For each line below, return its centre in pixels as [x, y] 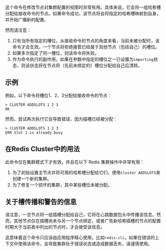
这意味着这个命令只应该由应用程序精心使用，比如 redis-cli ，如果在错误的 [80, 238]
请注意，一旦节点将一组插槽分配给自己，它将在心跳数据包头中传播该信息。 [81, 215]
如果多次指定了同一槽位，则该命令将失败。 [56, 53]
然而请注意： [18, 30]
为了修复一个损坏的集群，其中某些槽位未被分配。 [62, 185]
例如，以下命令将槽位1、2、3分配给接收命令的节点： [59, 95]
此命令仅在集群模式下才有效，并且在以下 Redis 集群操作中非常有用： [75, 162]
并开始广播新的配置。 [27, 20]
